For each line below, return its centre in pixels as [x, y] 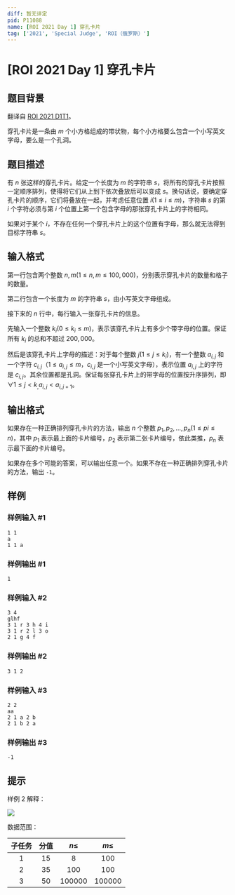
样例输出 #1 [26, 564]
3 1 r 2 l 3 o [28, 631]
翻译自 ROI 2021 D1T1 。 [41, 116]
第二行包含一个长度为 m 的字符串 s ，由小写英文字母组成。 [91, 298]
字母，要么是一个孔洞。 [41, 140]
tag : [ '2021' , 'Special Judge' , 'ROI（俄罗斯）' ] [79, 33]
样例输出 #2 [27, 657]
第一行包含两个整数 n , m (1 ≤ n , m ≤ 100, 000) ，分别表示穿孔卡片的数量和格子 [117, 275]
